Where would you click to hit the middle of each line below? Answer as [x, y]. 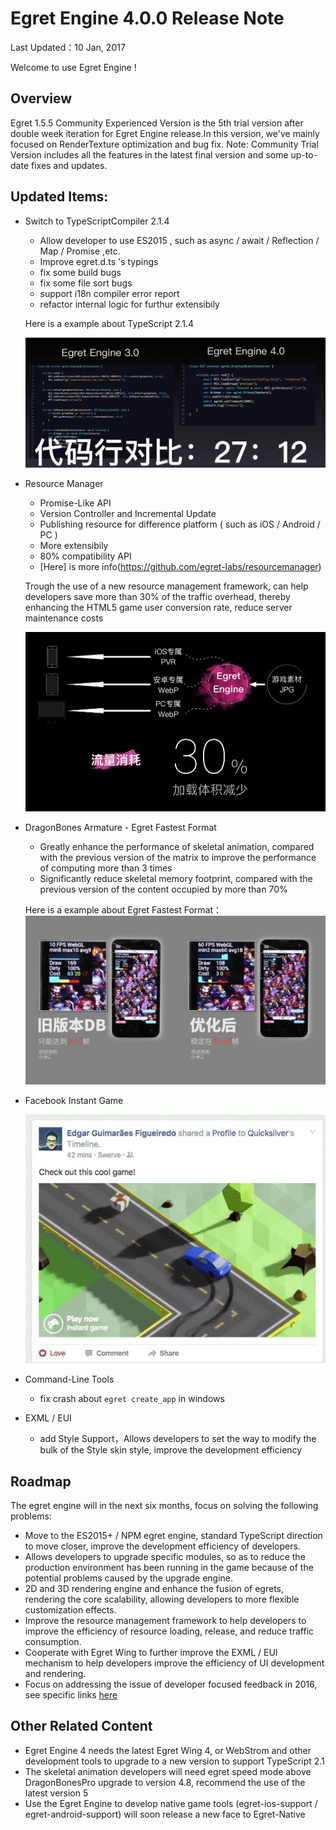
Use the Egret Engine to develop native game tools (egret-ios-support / [171, 1803]
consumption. [53, 1641]
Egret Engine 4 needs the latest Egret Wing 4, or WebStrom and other [168, 1750]
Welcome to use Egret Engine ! [73, 67]
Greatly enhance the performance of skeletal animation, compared [177, 847]
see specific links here [71, 1694]
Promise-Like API [75, 503]
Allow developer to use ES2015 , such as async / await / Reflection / [179, 240]
